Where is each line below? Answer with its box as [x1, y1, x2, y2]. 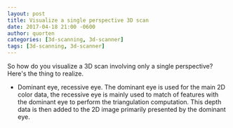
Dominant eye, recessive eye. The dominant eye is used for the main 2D [17, 83, 226, 91]
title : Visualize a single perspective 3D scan [7, 17, 149, 24]
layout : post [7, 10, 46, 17]
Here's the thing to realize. [7, 69, 84, 78]
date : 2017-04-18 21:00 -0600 [7, 23, 96, 30]
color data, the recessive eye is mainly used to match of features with [17, 90, 219, 99]
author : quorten [7, 29, 55, 37]
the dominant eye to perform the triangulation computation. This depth [17, 98, 222, 106]
